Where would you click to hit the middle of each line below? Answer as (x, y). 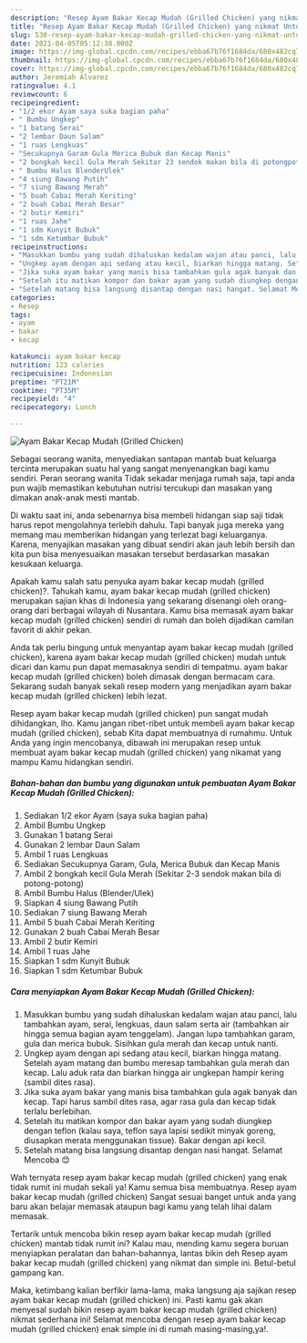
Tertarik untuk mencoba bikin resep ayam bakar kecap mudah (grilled (141, 1234)
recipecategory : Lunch (53, 408)
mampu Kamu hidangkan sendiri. (72, 762)
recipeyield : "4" (43, 399)
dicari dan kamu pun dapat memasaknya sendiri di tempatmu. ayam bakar (149, 667)
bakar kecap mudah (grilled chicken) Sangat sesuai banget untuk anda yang (153, 1196)
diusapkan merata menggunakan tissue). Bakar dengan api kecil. (145, 1140)
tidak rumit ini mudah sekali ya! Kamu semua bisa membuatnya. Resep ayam (153, 1187)
